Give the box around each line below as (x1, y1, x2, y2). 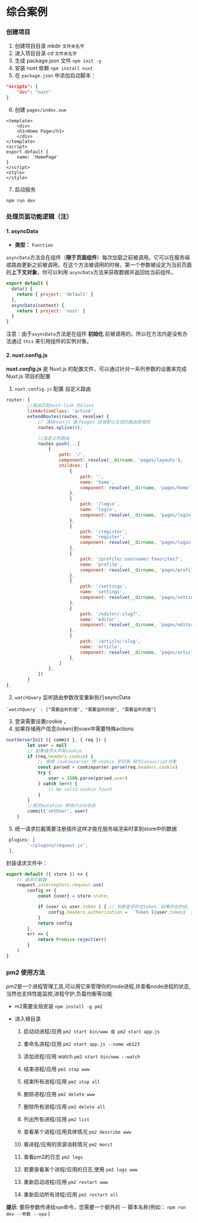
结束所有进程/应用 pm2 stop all (23, 1078, 100, 1085)
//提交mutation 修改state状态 (27, 803, 96, 809)
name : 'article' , (80, 644, 123, 650)
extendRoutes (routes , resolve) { (27, 414, 110, 420)
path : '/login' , (80, 501, 120, 507)
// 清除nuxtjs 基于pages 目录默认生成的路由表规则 (37, 419, 150, 425)
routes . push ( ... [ (37, 441, 81, 446)
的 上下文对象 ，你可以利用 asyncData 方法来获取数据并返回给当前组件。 (6, 269, 176, 276)
